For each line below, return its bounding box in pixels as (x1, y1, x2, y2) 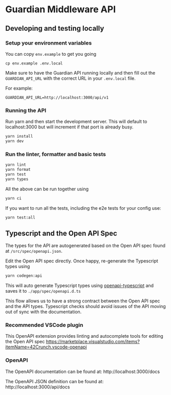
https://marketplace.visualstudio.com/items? (46, 339, 140, 345)
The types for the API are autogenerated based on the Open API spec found (5, 243, 165, 249)
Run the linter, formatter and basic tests (5, 150, 106, 158)
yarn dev (5, 139, 24, 144)
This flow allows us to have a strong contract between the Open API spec (5, 298, 160, 304)
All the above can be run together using (5, 186, 89, 192)
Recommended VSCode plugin (5, 321, 83, 328)
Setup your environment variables (5, 39, 92, 47)
